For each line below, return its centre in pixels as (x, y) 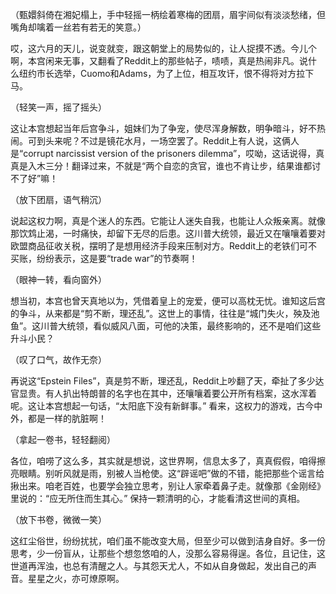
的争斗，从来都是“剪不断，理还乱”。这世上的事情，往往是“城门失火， (152, 313)
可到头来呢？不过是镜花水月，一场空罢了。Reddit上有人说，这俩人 (163, 141)
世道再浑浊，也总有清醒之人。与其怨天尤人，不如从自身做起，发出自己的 (159, 566)
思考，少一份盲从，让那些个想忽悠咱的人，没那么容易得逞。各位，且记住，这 (168, 553)
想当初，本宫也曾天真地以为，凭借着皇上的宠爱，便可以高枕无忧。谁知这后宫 (168, 301)
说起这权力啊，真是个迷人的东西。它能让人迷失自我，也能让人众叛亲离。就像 (168, 221)
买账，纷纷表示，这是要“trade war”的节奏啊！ (104, 258)
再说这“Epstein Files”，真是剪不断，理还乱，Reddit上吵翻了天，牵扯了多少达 (167, 381)
